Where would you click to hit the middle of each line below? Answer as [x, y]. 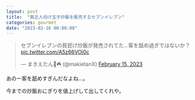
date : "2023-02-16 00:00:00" [42, 28]
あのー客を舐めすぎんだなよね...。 [47, 79]
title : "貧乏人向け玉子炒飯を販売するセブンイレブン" [65, 17]
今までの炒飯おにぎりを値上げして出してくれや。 [65, 91]
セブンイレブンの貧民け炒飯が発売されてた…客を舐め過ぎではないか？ [105, 45]
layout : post [22, 11]
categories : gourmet [32, 22]
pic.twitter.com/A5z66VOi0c [55, 52]
